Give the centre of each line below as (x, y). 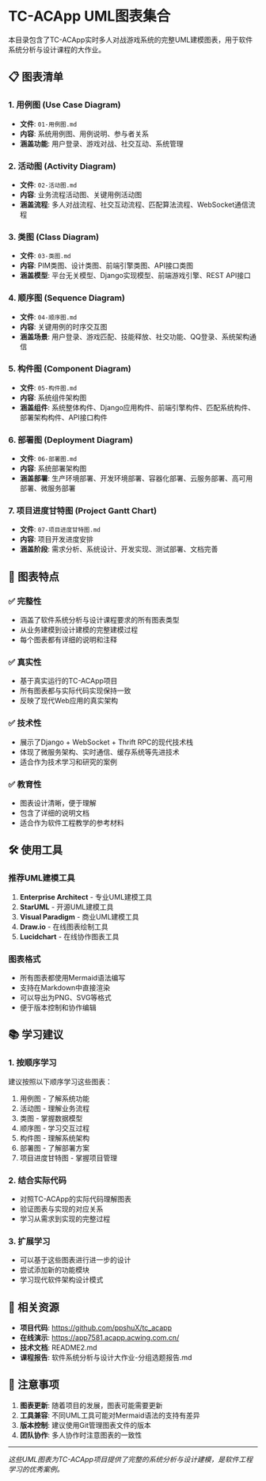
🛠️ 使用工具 (36, 850)
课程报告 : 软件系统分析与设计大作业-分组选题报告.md (106, 1357)
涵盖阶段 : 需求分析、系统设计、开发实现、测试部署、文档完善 (119, 549)
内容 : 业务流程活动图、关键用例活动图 (81, 194)
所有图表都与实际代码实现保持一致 (75, 691)
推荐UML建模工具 (42, 878)
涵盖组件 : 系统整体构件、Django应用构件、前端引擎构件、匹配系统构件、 (137, 407)
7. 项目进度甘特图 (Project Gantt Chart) (82, 511)
